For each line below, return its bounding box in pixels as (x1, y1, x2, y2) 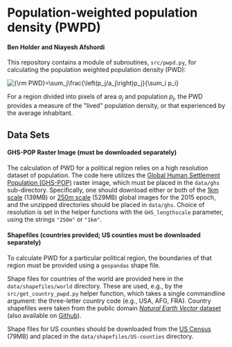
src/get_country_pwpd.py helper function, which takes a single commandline (7, 289, 226, 297)
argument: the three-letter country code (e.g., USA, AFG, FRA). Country (7, 296, 211, 305)
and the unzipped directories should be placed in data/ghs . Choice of (7, 200, 205, 208)
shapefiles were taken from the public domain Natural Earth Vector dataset (7, 303, 222, 312)
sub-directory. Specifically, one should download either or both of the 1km (7, 186, 220, 194)
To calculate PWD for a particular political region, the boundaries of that (7, 253, 213, 262)
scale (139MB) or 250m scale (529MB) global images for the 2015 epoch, (7, 193, 216, 202)
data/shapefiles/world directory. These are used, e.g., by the (7, 282, 184, 290)
